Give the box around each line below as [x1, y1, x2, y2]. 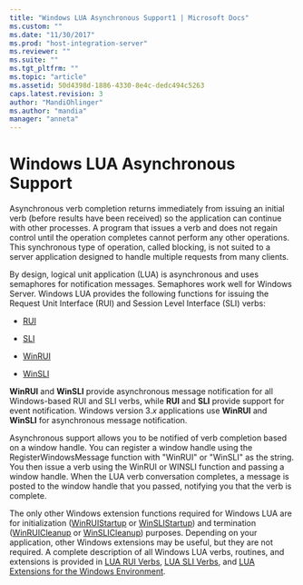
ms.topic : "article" [9, 73, 88, 82]
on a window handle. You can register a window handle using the [9, 442, 253, 453]
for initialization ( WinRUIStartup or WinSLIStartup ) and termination [9, 518, 257, 529]
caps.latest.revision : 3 [9, 89, 103, 98]
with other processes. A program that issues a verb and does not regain [9, 223, 279, 233]
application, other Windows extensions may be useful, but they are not [9, 537, 274, 548]
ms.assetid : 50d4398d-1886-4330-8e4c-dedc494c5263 [9, 81, 205, 90]
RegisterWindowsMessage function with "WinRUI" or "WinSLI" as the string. [9, 451, 295, 463]
